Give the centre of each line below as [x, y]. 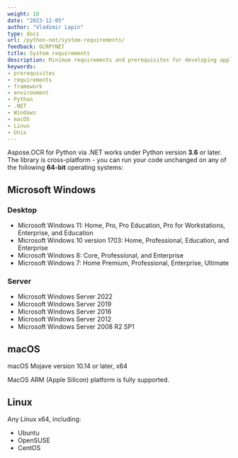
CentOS [29, 447]
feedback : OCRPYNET [36, 47]
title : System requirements [49, 54]
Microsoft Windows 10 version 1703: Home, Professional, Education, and [123, 241]
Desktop [22, 210]
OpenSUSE [34, 440]
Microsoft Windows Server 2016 [64, 311]
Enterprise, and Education [56, 233]
